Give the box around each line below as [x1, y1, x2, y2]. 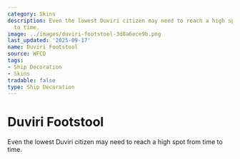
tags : [7, 57, 24, 64]
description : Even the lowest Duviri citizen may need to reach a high [7, 17, 225, 24]
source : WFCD [7, 51, 46, 58]
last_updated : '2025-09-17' [7, 37, 91, 44]
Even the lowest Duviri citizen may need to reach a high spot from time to [7, 138, 223, 146]
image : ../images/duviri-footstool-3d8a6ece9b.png [7, 30, 161, 38]
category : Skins [7, 10, 56, 18]
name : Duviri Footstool [7, 43, 79, 51]
